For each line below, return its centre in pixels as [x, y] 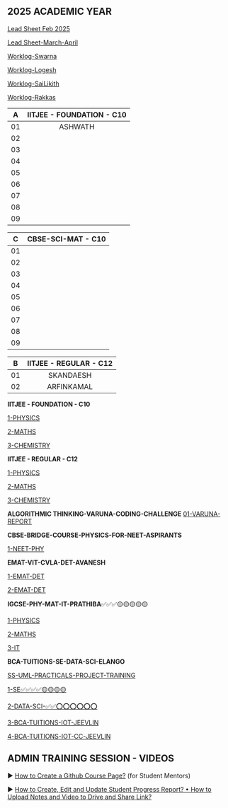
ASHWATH [77, 127]
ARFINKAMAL [70, 386]
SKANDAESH [70, 375]
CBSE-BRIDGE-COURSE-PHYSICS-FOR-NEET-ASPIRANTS [95, 535]
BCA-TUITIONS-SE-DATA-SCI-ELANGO [66, 662]
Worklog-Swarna [32, 56]
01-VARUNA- [202, 514]
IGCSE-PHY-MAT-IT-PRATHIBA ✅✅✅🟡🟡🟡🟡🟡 [78, 604]
